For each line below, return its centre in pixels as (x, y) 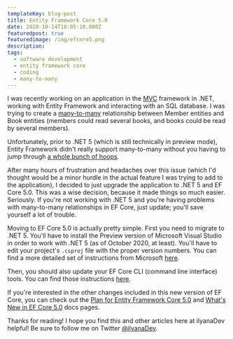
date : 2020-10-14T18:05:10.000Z (54, 27)
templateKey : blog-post (42, 14)
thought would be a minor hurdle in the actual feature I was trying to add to (115, 178)
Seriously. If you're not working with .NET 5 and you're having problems (111, 200)
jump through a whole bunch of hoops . (63, 157)
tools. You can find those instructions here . (69, 279)
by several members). (38, 128)
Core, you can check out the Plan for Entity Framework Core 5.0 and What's (116, 300)
